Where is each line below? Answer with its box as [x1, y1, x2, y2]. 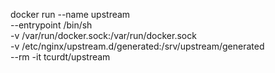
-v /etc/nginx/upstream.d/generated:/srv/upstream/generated [10, 40, 265, 52]
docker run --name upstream [10, 9, 131, 20]
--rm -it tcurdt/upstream [10, 51, 111, 63]
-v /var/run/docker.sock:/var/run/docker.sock [10, 30, 197, 41]
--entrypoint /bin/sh [10, 19, 93, 31]
